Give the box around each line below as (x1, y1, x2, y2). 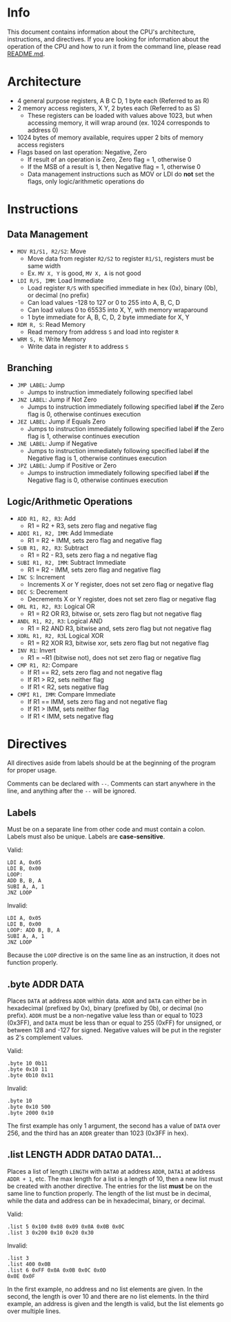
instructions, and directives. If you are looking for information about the (7, 34, 210, 43)
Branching (7, 362, 53, 374)
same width (27, 261, 61, 270)
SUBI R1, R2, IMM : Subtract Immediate (17, 558, 126, 566)
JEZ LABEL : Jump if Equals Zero (17, 417, 106, 425)
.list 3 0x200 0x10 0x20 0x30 (7, 1229, 94, 1236)
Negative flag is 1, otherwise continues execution (27, 454, 167, 462)
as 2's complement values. (7, 1033, 84, 1042)
